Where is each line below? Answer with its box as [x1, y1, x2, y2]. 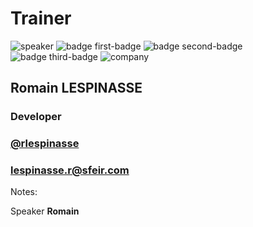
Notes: [10, 186, 38, 198]
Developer [10, 110, 62, 124]
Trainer [10, 7, 72, 30]
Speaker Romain [10, 205, 80, 217]
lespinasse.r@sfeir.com [10, 163, 130, 177]
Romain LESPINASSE [10, 80, 143, 97]
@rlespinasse [10, 137, 80, 151]
